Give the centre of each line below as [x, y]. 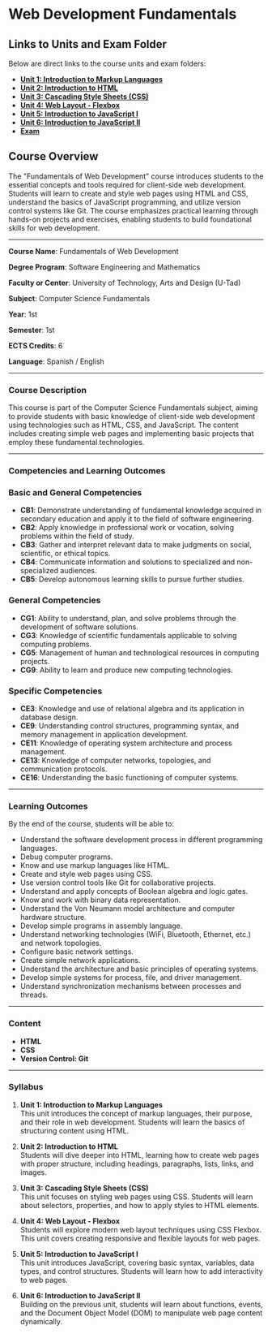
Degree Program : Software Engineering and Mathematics [104, 267]
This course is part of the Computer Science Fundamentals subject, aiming [133, 408]
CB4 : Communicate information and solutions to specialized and [127, 562]
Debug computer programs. [66, 857]
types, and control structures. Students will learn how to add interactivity [141, 1271]
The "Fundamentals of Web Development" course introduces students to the [136, 176]
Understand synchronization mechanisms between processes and [130, 986]
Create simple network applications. [80, 961]
